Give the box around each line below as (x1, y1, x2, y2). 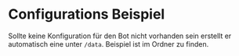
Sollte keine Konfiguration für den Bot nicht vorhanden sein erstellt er (8, 31, 232, 40)
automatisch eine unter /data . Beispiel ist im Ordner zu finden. (8, 39, 209, 48)
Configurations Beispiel (8, 5, 165, 23)
